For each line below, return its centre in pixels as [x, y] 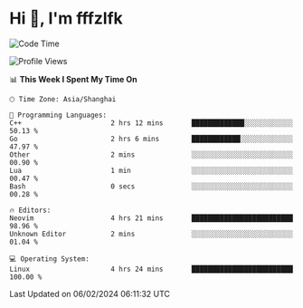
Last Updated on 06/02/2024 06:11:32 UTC [90, 294]
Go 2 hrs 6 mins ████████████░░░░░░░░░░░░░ [151, 139]
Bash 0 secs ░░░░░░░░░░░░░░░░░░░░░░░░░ [151, 186]
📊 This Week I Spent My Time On [73, 79]
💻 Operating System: [50, 259]
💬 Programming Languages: [58, 115]
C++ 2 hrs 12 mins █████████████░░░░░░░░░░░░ [151, 123]
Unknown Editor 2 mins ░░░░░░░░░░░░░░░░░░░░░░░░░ [151, 234]
